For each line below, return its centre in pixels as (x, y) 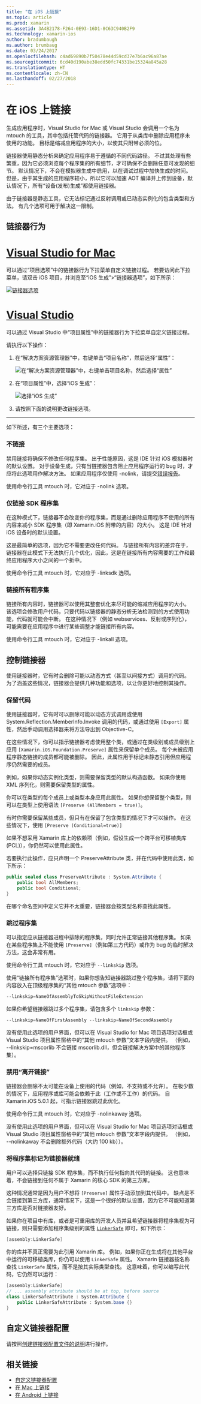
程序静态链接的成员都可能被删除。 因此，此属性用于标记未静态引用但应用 (96, 757)
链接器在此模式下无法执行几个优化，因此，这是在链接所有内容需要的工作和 (98, 552)
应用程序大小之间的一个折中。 (48, 560)
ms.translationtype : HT (36, 67)
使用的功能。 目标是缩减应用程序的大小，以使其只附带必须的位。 (86, 143)
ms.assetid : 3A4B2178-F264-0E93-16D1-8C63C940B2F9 (71, 28)
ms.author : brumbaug (32, 46)
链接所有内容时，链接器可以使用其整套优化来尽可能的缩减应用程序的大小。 (98, 604)
